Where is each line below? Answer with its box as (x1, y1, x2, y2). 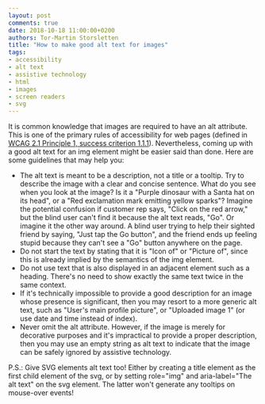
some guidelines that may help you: (8, 155, 125, 165)
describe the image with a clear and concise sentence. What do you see (19, 179, 256, 189)
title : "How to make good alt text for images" (8, 41, 169, 49)
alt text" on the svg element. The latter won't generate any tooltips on (8, 379, 236, 389)
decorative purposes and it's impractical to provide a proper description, (19, 330, 258, 341)
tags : (8, 48, 26, 56)
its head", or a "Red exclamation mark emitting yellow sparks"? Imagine (19, 196, 253, 206)
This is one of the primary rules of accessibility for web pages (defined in (8, 130, 248, 139)
